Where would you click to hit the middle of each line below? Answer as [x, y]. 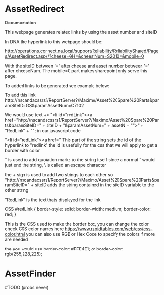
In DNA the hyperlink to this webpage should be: [54, 41]
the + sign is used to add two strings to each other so [59, 174]
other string [17, 190]
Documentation [21, 23]
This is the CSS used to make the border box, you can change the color [77, 224]
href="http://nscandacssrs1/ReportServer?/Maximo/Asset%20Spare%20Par [82, 120]
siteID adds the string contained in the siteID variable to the [94, 185]
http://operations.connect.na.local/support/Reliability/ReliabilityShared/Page [82, 51]
